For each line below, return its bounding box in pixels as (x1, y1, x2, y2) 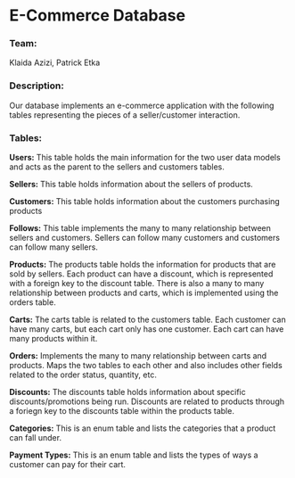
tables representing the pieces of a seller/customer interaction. (9, 109, 241, 120)
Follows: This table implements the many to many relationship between (9, 223, 272, 234)
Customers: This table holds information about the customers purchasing (9, 196, 281, 207)
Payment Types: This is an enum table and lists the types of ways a (9, 449, 258, 460)
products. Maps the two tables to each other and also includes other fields (9, 360, 283, 371)
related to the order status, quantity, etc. (9, 369, 158, 380)
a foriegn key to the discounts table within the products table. (9, 406, 234, 416)
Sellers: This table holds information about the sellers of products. (9, 179, 254, 190)
